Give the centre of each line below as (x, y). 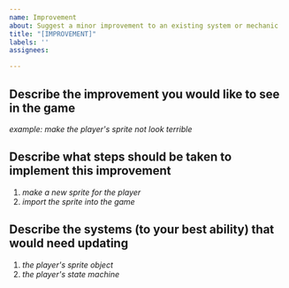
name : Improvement (43, 17)
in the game (42, 108)
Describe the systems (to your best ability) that (142, 230)
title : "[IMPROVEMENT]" (53, 34)
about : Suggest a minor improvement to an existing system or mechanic (144, 26)
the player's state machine (71, 274)
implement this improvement (90, 171)
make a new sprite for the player (81, 192)
